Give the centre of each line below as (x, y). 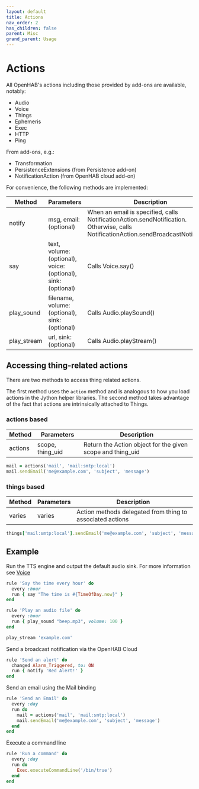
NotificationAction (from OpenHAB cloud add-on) (75, 176)
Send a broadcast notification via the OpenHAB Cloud (72, 649)
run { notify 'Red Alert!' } (47, 671)
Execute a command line (36, 743)
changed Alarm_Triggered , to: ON (53, 665)
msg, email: (64, 219)
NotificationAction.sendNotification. (137, 219)
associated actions (103, 519)
